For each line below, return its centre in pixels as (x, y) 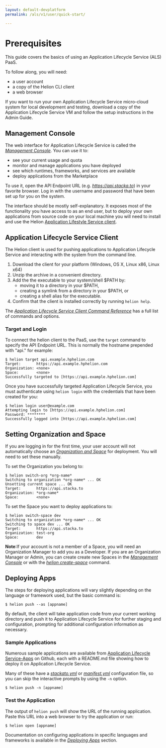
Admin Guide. (19, 118)
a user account (28, 82)
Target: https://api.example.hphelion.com (56, 364)
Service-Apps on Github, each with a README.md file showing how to (77, 658)
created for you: (22, 397)
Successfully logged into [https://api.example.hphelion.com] (71, 419)
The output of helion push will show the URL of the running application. (78, 711)
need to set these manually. (34, 457)
